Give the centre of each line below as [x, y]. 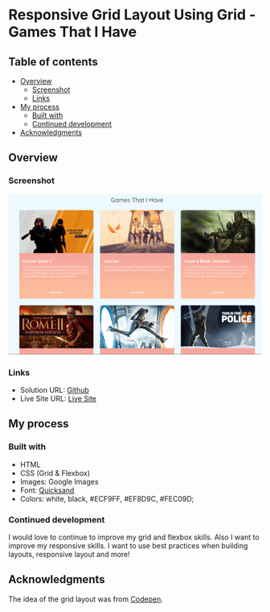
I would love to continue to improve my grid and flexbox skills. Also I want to [134, 537]
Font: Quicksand [47, 490]
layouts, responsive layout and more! [69, 554]
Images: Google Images [59, 481]
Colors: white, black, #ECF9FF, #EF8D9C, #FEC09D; [107, 498]
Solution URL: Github [55, 389]
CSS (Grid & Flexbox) [55, 473]
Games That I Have [73, 32]
